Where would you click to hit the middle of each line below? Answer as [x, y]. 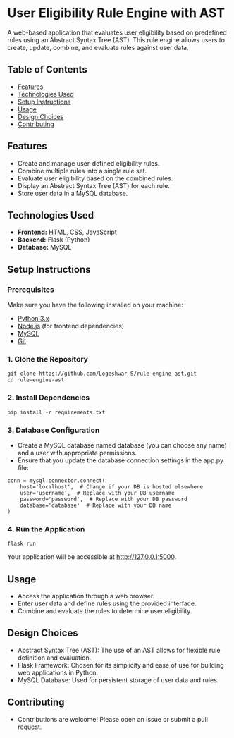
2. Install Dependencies [49, 398]
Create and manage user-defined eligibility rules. [88, 163]
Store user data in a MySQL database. [73, 193]
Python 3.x [33, 319]
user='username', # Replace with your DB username [97, 493]
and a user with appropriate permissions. [77, 453]
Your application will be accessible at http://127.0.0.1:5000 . [92, 557]
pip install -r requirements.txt [56, 412]
